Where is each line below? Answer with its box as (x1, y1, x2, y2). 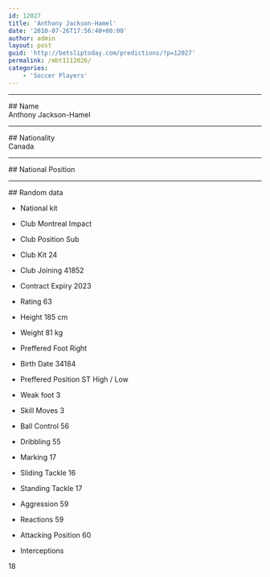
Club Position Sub (19, 234, 80, 243)
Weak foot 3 (19, 390, 61, 399)
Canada (8, 141, 35, 151)
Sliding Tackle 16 (19, 468, 76, 477)
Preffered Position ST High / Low (19, 374, 129, 384)
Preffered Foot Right (19, 343, 88, 353)
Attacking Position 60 (19, 530, 92, 539)
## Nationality (8, 133, 55, 142)
